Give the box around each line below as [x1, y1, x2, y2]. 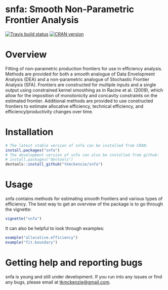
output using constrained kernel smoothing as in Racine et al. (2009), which [5, 87, 163, 93]
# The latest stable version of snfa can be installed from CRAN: [5, 143, 148, 148]
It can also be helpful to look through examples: [5, 225, 105, 231]
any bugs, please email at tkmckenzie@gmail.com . [5, 279, 111, 285]
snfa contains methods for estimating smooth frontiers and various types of [5, 196, 163, 202]
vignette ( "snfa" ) [5, 216, 42, 221]
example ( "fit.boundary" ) [5, 239, 58, 245]
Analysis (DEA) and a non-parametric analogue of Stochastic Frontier [5, 76, 150, 82]
